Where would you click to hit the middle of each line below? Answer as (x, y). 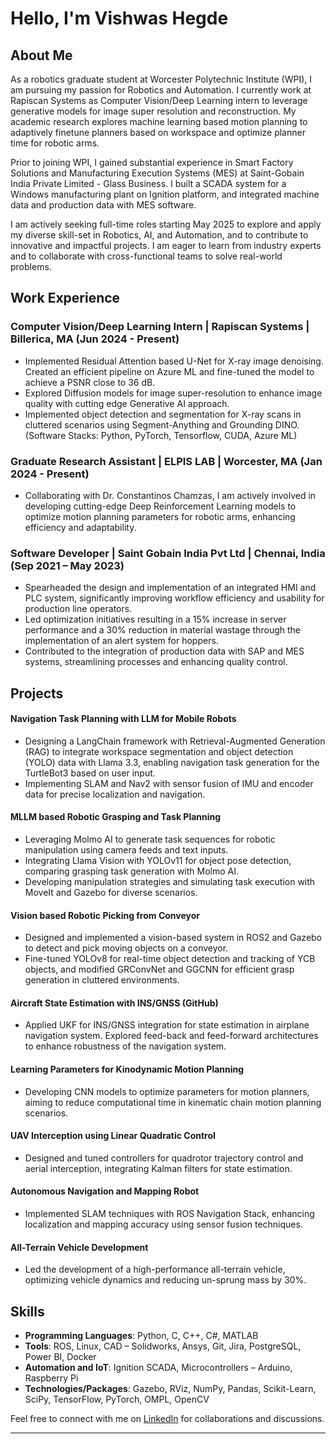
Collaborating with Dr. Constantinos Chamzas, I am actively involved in (170, 495)
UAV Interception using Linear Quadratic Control (113, 1136)
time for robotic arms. (55, 143)
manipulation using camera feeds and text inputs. (126, 850)
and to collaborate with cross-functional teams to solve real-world (146, 256)
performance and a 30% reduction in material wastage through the (163, 630)
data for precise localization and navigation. (115, 794)
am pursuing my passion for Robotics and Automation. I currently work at (161, 90)
